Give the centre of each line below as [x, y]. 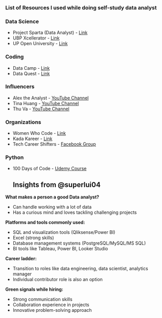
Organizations [23, 122]
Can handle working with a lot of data [52, 207]
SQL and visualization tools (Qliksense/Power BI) [64, 232]
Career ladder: [21, 259]
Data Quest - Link [31, 73]
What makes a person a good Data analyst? [52, 197]
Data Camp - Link [31, 68]
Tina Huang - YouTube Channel [46, 103]
